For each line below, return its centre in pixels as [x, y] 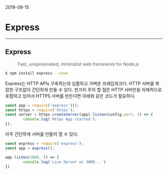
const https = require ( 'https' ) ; [40, 110]
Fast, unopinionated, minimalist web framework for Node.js [78, 64]
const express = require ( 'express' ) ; [44, 143]
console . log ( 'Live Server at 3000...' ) [65, 162]
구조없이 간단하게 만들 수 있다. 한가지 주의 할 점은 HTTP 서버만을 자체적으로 [88, 89]
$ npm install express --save [37, 73]
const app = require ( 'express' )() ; [42, 105]
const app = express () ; [30, 148]
